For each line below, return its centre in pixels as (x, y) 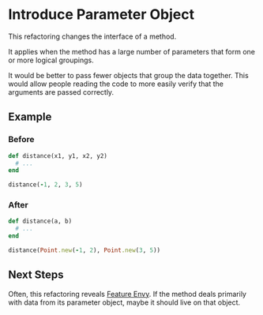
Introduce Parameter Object (101, 15)
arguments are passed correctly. (61, 92)
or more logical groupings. (51, 60)
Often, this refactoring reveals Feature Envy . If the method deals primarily (128, 294)
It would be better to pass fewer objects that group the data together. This (128, 75)
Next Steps (36, 275)
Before (21, 140)
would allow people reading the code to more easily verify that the (116, 84)
